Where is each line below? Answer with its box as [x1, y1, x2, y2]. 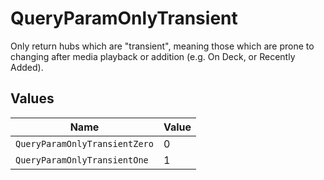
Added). [10, 61, 44, 73]
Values [10, 90, 55, 107]
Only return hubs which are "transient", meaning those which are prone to [10, 40, 315, 52]
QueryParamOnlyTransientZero [15, 138, 154, 149]
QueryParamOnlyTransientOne [15, 154, 149, 166]
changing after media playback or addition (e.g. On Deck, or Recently [10, 50, 296, 62]
